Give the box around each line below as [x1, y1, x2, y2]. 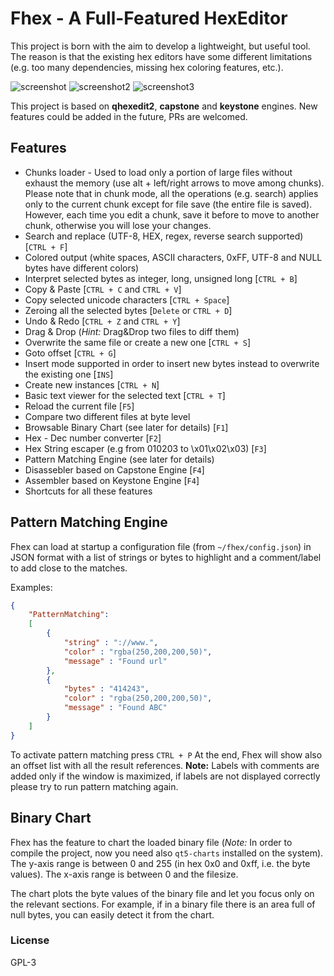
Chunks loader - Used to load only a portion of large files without [24, 166, 293, 178]
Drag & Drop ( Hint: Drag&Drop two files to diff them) [24, 325, 240, 337]
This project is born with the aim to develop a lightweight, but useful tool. [10, 40, 311, 52]
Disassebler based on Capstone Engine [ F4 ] [24, 463, 205, 476]
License [10, 933, 50, 947]
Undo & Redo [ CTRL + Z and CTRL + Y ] [24, 315, 181, 327]
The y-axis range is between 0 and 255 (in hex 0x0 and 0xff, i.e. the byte [10, 857, 311, 869]
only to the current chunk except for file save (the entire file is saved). [24, 198, 313, 210]
